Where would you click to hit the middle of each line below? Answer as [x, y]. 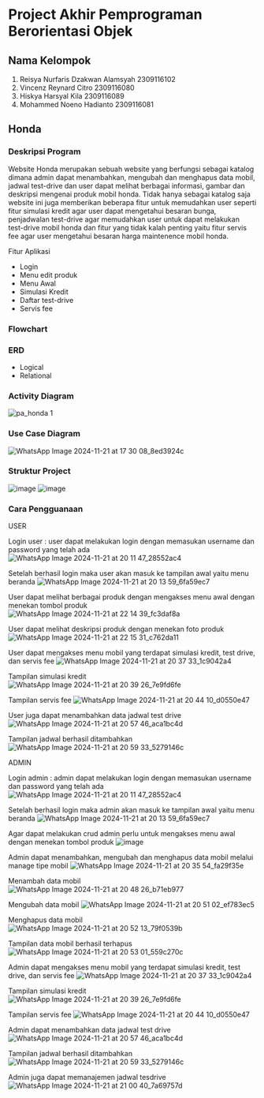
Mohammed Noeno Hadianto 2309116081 [86, 105]
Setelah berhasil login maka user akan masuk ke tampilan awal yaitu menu [129, 573]
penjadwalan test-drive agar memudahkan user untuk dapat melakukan [124, 219]
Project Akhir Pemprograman [105, 15]
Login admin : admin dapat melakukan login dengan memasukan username [130, 778]
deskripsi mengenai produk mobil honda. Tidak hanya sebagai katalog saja [129, 194]
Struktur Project [39, 471]
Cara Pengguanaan [46, 509]
